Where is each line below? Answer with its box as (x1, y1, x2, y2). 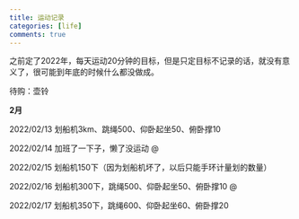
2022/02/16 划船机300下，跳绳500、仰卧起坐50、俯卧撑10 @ (9, 181, 238, 192)
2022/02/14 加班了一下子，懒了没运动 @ (9, 143, 160, 153)
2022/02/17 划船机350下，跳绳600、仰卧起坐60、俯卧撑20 (9, 200, 229, 211)
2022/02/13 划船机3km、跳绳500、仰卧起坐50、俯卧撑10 (9, 124, 222, 135)
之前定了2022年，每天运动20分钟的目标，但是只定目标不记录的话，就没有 (9, 56, 283, 66)
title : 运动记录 (9, 13, 65, 22)
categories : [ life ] (9, 22, 83, 31)
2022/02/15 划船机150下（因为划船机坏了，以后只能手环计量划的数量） (9, 162, 272, 173)
